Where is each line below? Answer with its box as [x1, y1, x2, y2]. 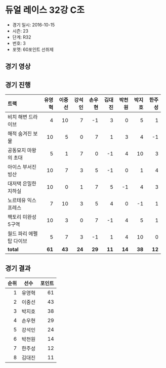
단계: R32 [12, 34, 31, 40]
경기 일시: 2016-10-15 [12, 22, 55, 28]
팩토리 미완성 [7, 213, 37, 220]
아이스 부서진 [7, 164, 37, 170]
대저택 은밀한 [7, 180, 37, 187]
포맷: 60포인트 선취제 [12, 46, 54, 52]
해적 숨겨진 [7, 130, 32, 137]
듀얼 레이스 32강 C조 [5, 4, 85, 16]
